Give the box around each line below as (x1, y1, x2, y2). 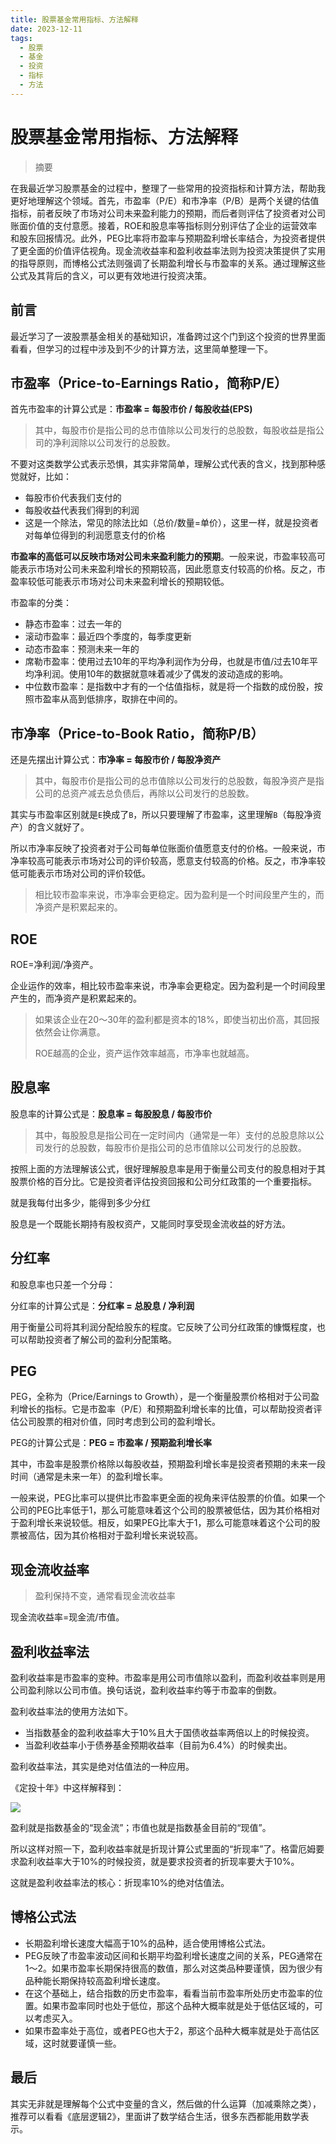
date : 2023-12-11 (10, 24, 83, 34)
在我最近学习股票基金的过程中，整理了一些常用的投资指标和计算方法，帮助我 (10, 182, 326, 194)
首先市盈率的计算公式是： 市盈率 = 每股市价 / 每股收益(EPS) (10, 403, 253, 415)
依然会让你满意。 (34, 1026, 106, 1038)
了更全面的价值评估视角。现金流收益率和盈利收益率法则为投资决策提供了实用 (10, 244, 326, 256)
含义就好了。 (36, 821, 90, 833)
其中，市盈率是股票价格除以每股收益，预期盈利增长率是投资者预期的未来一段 (10, 1458, 326, 1470)
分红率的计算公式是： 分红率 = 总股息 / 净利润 (10, 1299, 195, 1311)
